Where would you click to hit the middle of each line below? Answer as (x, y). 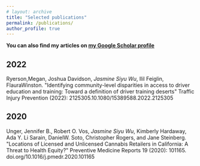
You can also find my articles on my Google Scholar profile (80, 46)
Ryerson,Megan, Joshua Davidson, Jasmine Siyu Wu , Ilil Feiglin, (85, 79)
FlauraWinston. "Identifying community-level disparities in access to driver (98, 85)
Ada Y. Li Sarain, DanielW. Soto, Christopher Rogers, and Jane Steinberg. (96, 137)
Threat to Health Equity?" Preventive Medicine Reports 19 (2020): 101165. (96, 150)
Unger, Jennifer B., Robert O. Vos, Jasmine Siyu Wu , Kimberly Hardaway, (96, 131)
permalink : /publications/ (40, 23)
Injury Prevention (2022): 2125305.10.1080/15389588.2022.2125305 (90, 98)
